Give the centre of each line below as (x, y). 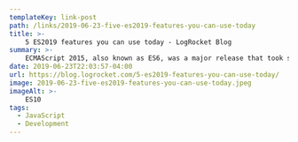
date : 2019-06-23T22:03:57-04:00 (71, 67)
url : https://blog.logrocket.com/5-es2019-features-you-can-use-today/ (144, 75)
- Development (43, 124)
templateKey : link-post (53, 17)
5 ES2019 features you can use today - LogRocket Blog (129, 42)
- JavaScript (41, 116)
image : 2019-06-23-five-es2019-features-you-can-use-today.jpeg (130, 83)
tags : (19, 108)
